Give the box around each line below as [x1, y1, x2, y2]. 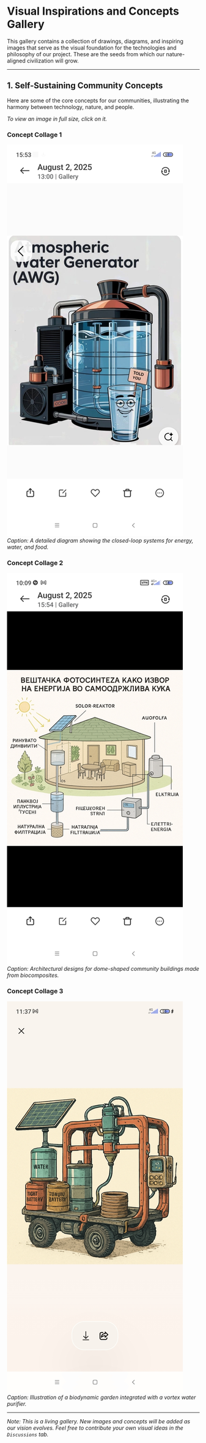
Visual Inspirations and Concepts [7, 4, 180, 18]
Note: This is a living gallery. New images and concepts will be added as [7, 1417, 191, 1425]
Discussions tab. [7, 1430, 49, 1438]
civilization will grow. [27, 57, 79, 64]
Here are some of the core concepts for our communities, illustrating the [7, 97, 189, 104]
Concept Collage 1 [7, 130, 62, 139]
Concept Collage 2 [7, 558, 64, 567]
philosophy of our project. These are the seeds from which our [7, 50, 165, 57]
